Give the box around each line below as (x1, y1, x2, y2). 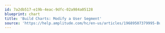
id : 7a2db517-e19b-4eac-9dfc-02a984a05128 (4, 7, 93, 12)
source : (4, 20, 21, 26)
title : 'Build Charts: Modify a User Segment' (4, 16, 102, 21)
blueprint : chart (4, 12, 40, 16)
